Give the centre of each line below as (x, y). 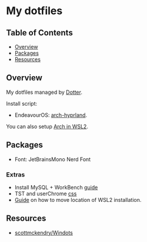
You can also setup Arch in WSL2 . (47, 126)
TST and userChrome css (46, 194)
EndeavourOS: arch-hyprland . (51, 115)
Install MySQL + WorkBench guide (56, 187)
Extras (16, 174)
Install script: (22, 103)
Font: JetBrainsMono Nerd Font (53, 159)
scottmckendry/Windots (44, 233)
